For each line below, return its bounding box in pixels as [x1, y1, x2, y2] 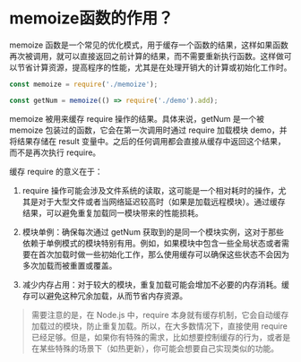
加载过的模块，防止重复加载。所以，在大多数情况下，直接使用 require [30, 320, 288, 332]
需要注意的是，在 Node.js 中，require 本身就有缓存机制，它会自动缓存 [30, 309, 289, 320]
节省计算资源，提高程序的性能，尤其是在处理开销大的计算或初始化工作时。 [16, 62, 292, 73]
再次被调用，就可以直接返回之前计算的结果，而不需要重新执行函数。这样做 [9, 50, 284, 61]
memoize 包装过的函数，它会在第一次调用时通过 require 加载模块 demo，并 [9, 125, 288, 135]
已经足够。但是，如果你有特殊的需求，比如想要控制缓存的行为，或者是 [30, 332, 291, 342]
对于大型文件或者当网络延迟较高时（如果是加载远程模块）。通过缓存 [38, 196, 286, 207]
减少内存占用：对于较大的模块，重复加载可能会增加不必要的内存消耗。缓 [21, 279, 289, 289]
